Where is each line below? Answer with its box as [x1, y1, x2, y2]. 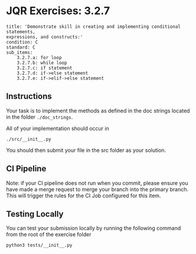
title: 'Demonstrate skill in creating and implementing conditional [6, 24, 181, 30]
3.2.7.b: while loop [17, 60, 67, 66]
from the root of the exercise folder [6, 231, 92, 238]
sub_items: [6, 49, 33, 56]
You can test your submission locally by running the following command [6, 224, 181, 232]
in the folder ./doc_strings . [6, 113, 73, 121]
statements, [6, 28, 35, 35]
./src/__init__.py [6, 136, 51, 142]
